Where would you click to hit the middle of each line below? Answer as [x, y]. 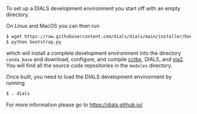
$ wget [14, 37]
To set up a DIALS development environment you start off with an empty [93, 8]
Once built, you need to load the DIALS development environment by [89, 76]
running [16, 83]
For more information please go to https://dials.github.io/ [74, 105]
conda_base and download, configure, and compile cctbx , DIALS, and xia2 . [95, 59]
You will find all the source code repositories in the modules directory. [89, 65]
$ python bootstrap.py [34, 42]
